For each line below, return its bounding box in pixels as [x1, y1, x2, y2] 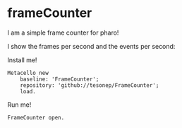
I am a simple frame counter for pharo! [7, 28, 119, 37]
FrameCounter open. [7, 114, 65, 121]
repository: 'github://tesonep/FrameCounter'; [20, 81, 159, 89]
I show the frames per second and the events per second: [7, 42, 176, 50]
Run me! [7, 100, 32, 109]
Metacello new [7, 69, 49, 76]
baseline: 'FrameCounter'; [20, 76, 99, 83]
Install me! [7, 55, 37, 64]
